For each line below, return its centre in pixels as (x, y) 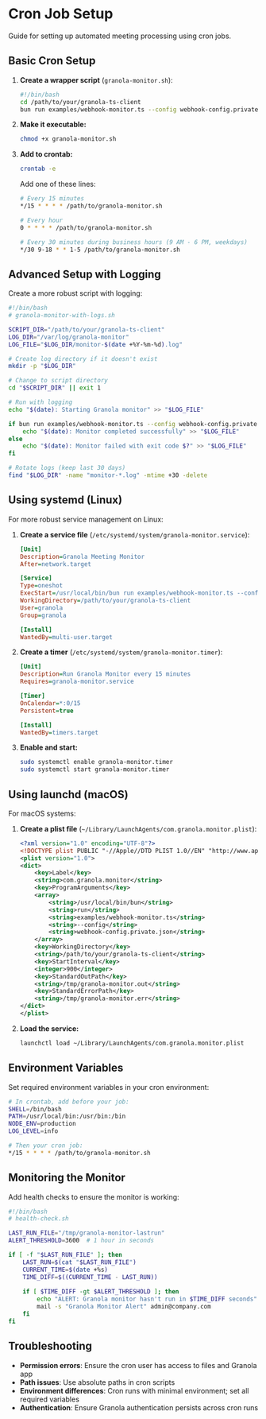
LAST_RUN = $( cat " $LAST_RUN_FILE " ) (79, 1262)
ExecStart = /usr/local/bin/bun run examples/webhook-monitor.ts (127, 593)
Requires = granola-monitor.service (77, 682)
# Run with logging (40, 402)
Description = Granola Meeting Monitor (82, 556)
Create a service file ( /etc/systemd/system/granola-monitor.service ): (135, 534)
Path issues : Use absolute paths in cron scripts (97, 1382)
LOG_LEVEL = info (33, 1131)
